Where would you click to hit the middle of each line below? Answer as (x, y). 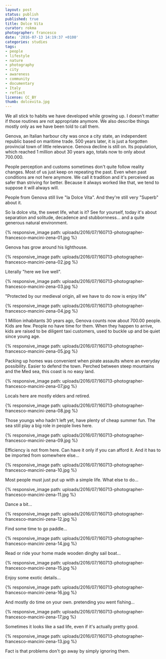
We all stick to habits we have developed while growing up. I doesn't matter (82, 116)
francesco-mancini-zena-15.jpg (37, 568)
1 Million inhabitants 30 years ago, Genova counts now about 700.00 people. (83, 321)
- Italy (13, 88)
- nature (14, 60)
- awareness (17, 74)
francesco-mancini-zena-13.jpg (37, 642)
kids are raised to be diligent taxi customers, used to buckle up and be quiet (83, 331)
